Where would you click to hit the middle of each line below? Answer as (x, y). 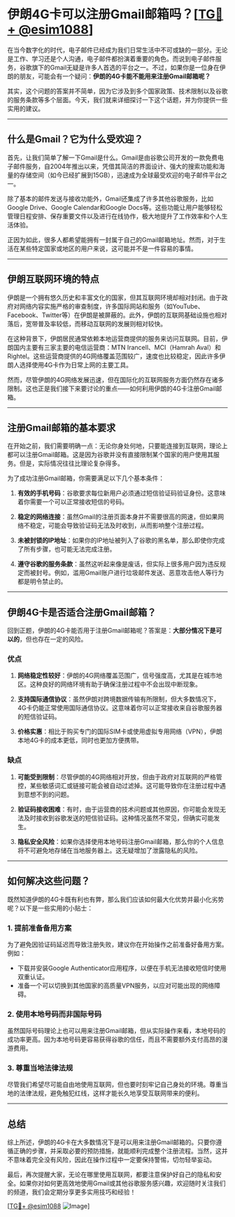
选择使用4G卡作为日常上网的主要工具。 (76, 365)
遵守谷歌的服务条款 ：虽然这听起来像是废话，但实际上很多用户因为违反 (119, 564)
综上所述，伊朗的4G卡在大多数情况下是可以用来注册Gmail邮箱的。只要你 (112, 1142)
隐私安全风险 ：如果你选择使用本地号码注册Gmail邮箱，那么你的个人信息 (121, 841)
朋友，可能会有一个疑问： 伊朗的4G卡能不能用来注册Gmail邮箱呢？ (115, 76)
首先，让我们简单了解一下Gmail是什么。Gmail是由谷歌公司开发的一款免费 (113, 157)
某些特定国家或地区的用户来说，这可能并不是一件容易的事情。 (108, 248)
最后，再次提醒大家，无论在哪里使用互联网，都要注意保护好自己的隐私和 (111, 1175)
